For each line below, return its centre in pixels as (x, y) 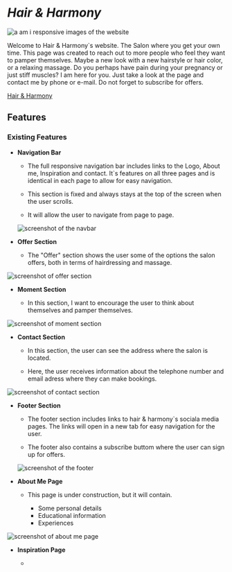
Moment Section (42, 289)
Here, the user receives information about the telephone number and (125, 371)
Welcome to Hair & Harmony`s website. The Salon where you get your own (114, 45)
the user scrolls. (51, 201)
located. (39, 358)
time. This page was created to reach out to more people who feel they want (116, 53)
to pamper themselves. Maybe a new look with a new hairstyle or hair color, (115, 60)
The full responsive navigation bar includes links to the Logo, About (124, 166)
